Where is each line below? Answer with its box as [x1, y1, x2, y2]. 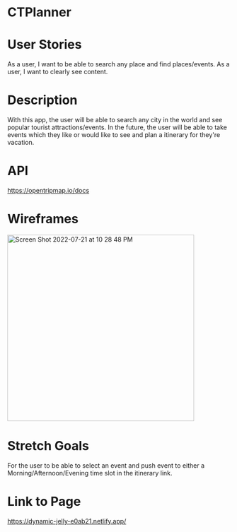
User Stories [7, 37, 82, 53]
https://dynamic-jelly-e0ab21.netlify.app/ [7, 516, 127, 525]
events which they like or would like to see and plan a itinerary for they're [7, 131, 221, 139]
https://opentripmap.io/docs [7, 187, 90, 194]
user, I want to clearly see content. [7, 68, 108, 76]
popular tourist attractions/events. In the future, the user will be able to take [7, 123, 228, 131]
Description [7, 93, 78, 108]
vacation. [7, 138, 35, 147]
